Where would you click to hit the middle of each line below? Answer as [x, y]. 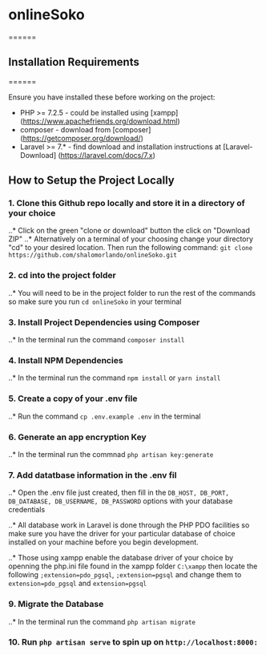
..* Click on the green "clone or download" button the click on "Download [129, 231]
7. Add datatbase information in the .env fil [93, 475]
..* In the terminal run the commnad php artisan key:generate [111, 454]
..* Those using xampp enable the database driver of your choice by [121, 558]
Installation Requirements [74, 62]
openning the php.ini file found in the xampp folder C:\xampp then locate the [133, 566]
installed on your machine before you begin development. [103, 542]
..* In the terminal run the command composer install [97, 340]
